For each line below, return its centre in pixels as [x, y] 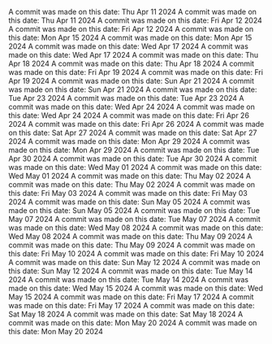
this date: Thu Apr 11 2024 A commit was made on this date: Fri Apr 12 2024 [135, 20]
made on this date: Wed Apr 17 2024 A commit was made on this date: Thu [134, 55]
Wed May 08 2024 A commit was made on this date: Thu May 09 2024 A [131, 236]
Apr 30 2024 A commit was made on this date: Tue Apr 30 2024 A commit [133, 159]
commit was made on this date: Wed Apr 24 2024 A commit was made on [132, 107]
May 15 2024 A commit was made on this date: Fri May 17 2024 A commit [131, 297]
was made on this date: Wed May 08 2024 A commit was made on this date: [136, 228]
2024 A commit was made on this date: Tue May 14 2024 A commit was [129, 279]
